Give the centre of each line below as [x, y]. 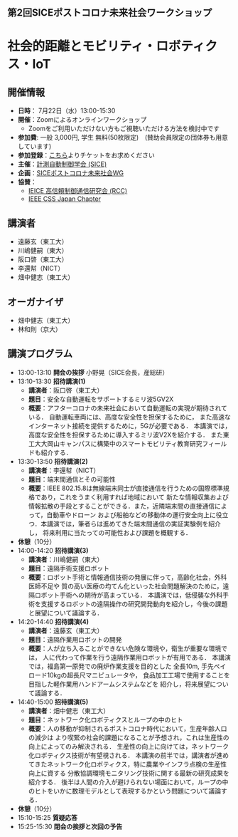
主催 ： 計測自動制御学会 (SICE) [62, 164]
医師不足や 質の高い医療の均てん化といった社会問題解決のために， [125, 586]
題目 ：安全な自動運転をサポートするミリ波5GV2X [101, 399]
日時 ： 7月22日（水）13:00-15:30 [66, 111]
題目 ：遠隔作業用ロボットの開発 [75, 639]
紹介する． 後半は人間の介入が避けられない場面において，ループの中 [128, 781]
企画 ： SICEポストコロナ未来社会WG [71, 173]
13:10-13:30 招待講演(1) [52, 381]
